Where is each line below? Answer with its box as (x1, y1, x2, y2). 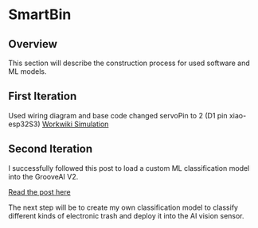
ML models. (8, 67, 47, 76)
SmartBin (8, 6, 72, 24)
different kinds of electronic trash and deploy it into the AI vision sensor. (8, 211, 244, 220)
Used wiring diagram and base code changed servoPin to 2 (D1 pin (8, 110, 228, 120)
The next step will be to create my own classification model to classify (8, 203, 239, 212)
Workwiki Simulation (41, 119, 109, 129)
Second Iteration (8, 142, 93, 156)
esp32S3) (8, 119, 41, 129)
